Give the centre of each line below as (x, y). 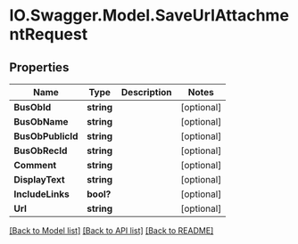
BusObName (41, 122)
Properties (39, 67)
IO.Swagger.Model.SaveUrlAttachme (149, 16)
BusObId (33, 107)
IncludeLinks (41, 194)
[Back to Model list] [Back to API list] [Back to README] (112, 231)
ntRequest (49, 34)
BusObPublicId (46, 136)
